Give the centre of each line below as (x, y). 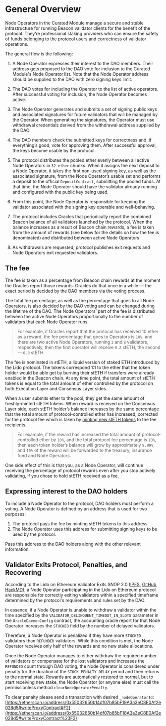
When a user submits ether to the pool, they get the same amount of (75, 398)
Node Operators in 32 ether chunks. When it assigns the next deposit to (86, 165)
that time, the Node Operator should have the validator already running (84, 186)
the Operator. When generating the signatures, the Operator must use (83, 120)
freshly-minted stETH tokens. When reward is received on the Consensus (80, 403)
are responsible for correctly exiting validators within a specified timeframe (82, 595)
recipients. (16, 425)
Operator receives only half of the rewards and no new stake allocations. (79, 646)
